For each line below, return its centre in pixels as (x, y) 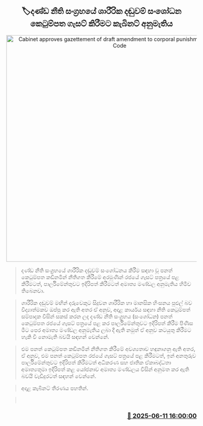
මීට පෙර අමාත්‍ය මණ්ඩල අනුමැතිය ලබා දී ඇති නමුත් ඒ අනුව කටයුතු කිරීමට (106, 330)
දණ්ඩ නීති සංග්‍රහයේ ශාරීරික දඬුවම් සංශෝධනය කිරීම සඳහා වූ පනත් (97, 270)
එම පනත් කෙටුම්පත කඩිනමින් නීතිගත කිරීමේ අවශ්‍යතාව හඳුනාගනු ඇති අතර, (108, 349)
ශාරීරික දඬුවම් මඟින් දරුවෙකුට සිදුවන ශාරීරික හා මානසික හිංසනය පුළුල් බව (106, 303)
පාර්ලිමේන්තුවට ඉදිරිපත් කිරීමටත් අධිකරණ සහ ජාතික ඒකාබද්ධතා (96, 362)
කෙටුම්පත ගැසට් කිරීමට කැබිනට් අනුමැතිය (101, 24)
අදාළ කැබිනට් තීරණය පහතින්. (55, 388)
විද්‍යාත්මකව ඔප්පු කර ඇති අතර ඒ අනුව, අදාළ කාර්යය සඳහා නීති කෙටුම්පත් (106, 309)
